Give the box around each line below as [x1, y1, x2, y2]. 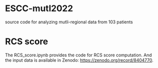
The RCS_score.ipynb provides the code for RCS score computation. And [5, 52, 152, 58]
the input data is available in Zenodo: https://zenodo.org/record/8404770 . [5, 57, 154, 63]
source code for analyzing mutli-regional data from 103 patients [5, 19, 133, 25]
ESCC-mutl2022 [5, 3, 73, 14]
